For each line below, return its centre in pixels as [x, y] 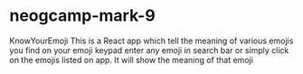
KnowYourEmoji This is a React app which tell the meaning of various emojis [151, 41]
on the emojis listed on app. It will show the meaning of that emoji [131, 60]
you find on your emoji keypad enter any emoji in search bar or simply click [149, 50]
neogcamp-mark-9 [82, 16]
